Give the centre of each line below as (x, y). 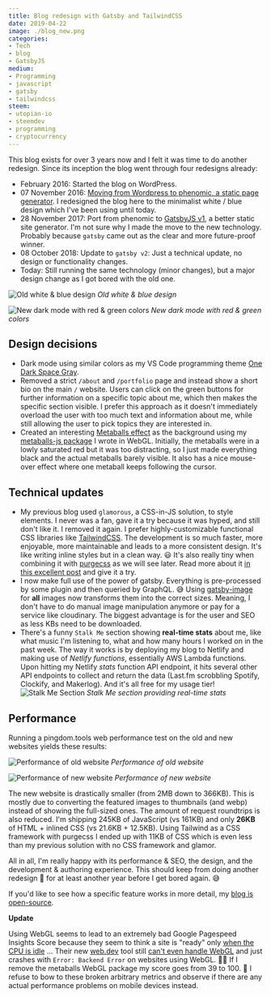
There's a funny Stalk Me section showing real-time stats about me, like (140, 632)
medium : (21, 69)
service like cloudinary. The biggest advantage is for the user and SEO (138, 615)
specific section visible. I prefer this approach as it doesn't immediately (139, 407)
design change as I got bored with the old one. (98, 278)
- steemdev (27, 122)
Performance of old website (157, 762)
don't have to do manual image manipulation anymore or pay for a (130, 607)
